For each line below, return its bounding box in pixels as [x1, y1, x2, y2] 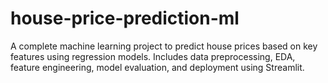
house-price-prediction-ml [10, 7, 240, 30]
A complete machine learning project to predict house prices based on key [10, 40, 318, 52]
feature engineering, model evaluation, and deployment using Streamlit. [10, 61, 305, 73]
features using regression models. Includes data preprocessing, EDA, [10, 50, 296, 62]
